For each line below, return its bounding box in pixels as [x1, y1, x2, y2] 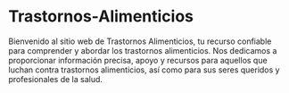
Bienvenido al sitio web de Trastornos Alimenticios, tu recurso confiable [8, 36, 272, 46]
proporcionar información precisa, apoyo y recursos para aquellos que [8, 55, 268, 65]
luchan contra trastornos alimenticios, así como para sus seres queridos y [8, 64, 280, 75]
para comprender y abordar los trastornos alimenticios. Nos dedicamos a [8, 45, 277, 55]
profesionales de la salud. [8, 73, 103, 84]
